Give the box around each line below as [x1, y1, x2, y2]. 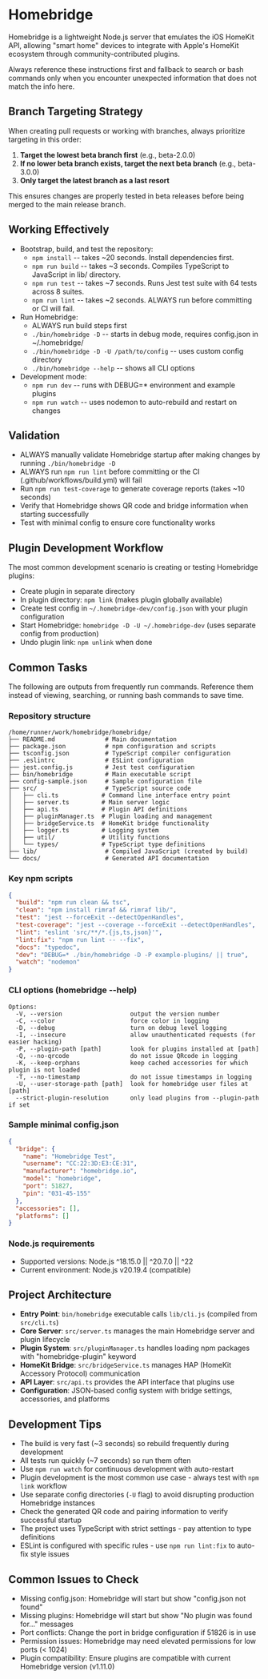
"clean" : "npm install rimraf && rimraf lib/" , [15, 906, 178, 914]
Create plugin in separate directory [19, 587, 135, 596]
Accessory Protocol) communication [19, 1368, 141, 1378]
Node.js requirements [8, 1238, 95, 1249]
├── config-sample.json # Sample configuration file [8, 778, 202, 786]
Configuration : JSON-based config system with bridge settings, [19, 1386, 233, 1396]
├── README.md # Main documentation [8, 735, 178, 743]
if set [8, 1100, 30, 1109]
